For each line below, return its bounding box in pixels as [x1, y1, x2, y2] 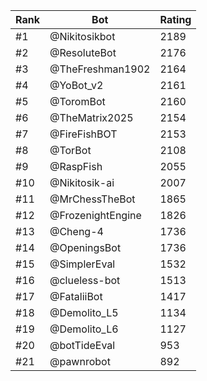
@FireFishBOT [49, 127, 118, 141]
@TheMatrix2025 [49, 111, 134, 124]
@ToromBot [49, 95, 106, 108]
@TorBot [49, 144, 92, 157]
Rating [159, 13, 192, 26]
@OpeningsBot [49, 241, 122, 254]
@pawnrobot [49, 355, 111, 368]
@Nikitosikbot [49, 30, 116, 43]
